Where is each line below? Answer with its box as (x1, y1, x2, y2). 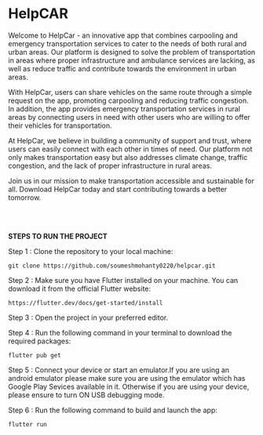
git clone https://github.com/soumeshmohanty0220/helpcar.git (8, 262, 216, 270)
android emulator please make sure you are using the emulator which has (8, 373, 246, 382)
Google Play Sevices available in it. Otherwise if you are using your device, (8, 382, 250, 391)
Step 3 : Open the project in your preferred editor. (8, 313, 169, 322)
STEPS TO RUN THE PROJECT (8, 231, 108, 241)
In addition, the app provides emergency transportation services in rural (8, 103, 241, 114)
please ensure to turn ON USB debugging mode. (8, 390, 165, 400)
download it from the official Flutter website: (8, 284, 152, 293)
